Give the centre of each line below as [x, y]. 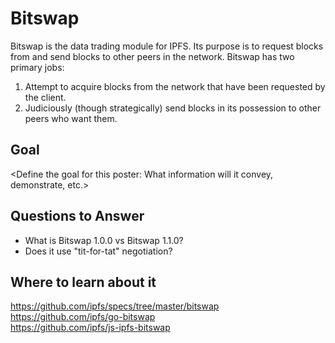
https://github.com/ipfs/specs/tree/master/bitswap [115, 306]
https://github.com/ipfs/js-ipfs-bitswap [90, 328]
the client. [45, 97]
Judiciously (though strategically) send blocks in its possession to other [173, 108]
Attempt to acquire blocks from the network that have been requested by [175, 86]
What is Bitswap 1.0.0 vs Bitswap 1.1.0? [104, 240]
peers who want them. [71, 118]
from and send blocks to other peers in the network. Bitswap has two [152, 56]
